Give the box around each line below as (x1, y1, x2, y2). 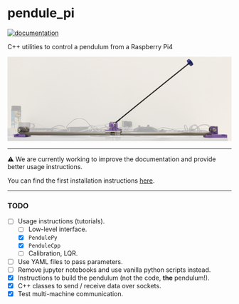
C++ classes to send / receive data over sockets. (17, 281, 161, 290)
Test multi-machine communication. (17, 289, 124, 298)
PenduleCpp (28, 243, 61, 250)
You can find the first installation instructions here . (7, 176, 155, 185)
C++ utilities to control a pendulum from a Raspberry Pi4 (7, 42, 173, 51)
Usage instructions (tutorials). (17, 217, 105, 226)
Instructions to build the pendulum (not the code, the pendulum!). (17, 273, 210, 282)
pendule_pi (7, 5, 75, 21)
